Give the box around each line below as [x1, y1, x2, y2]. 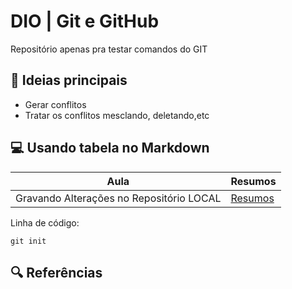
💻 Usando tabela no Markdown [10, 140, 210, 157]
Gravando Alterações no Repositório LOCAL [15, 191, 222, 205]
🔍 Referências [10, 264, 103, 281]
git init [10, 236, 47, 246]
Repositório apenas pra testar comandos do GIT [10, 43, 208, 55]
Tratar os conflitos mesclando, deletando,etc [24, 109, 210, 121]
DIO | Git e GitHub [10, 10, 160, 33]
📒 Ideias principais [10, 72, 128, 89]
